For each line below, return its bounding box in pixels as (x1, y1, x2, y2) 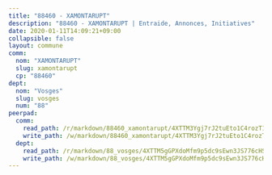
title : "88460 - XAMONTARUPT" (8, 11, 111, 20)
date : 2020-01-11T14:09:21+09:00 (8, 27, 121, 35)
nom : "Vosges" (15, 86, 63, 95)
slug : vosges (15, 94, 60, 102)
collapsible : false (8, 34, 74, 43)
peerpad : (8, 110, 38, 118)
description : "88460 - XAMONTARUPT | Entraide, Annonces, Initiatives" (8, 19, 255, 27)
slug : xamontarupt (15, 65, 79, 73)
